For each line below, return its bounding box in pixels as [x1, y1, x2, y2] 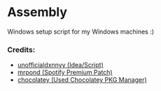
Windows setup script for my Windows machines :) [7, 27, 155, 36]
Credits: [7, 45, 36, 55]
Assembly [7, 4, 68, 20]
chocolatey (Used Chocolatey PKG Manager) [17, 76, 147, 84]
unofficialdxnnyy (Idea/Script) [17, 61, 104, 69]
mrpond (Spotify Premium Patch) [17, 68, 113, 77]
